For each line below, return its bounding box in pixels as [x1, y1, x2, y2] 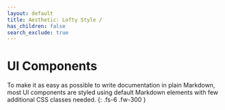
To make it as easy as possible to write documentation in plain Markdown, [7, 81, 215, 90]
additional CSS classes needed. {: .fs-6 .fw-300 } [7, 96, 146, 104]
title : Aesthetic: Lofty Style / [7, 16, 103, 23]
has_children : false [7, 23, 66, 29]
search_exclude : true [7, 29, 69, 36]
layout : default [7, 10, 53, 17]
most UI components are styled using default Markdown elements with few [7, 88, 219, 96]
